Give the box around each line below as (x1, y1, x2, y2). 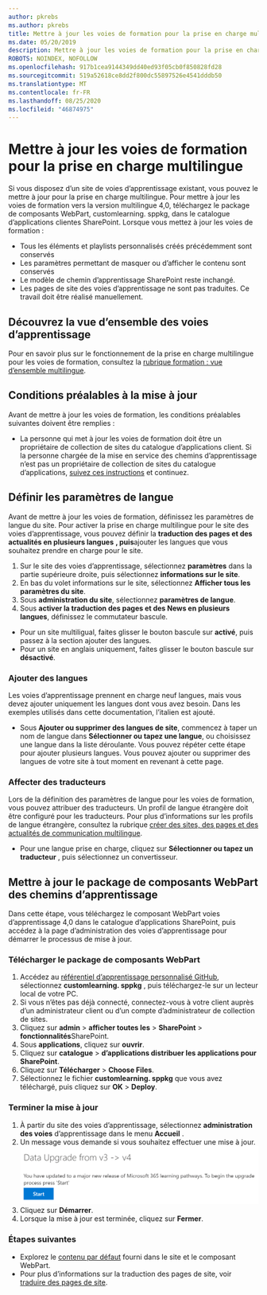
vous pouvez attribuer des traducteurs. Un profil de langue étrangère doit (8, 803, 249, 813)
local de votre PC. (19, 989, 79, 999)
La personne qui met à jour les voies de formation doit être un (19, 434, 222, 443)
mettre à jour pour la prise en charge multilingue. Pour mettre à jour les (8, 192, 241, 202)
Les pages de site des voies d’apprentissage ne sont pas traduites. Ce (19, 283, 250, 294)
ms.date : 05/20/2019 (8, 38, 77, 46)
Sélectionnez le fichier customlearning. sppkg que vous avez (19, 1074, 222, 1083)
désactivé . (19, 653, 56, 662)
